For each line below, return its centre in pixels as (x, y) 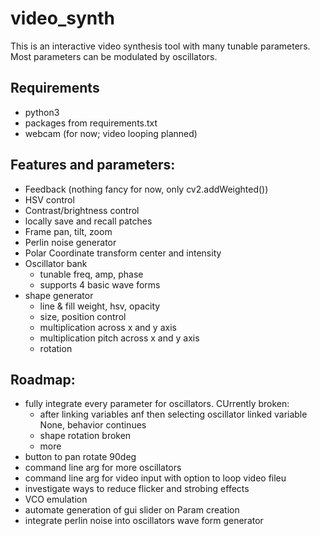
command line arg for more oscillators (103, 468)
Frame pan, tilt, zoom (68, 231)
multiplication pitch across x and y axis (119, 338)
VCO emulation (56, 499)
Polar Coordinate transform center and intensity (123, 253)
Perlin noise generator (70, 242)
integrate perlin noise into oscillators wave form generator (144, 521)
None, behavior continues (93, 425)
